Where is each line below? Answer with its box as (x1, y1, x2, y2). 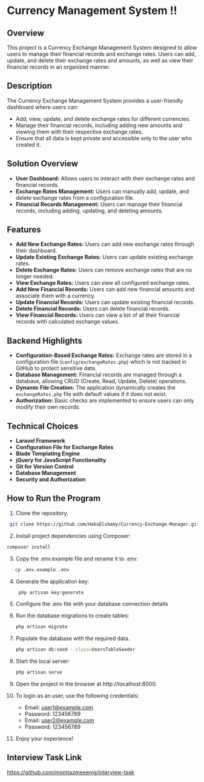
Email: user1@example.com (24, 704, 93, 711)
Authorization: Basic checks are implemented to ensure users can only (15, 397, 194, 404)
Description (7, 81, 52, 91)
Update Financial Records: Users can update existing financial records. (15, 299, 195, 306)
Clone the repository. (15, 509, 68, 517)
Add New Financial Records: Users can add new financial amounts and (15, 286, 194, 293)
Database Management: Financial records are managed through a (15, 371, 182, 378)
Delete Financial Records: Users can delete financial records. (15, 305, 170, 313)
